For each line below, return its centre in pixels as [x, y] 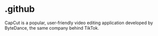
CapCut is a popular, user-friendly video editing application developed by [79, 23]
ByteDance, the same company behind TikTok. [52, 28]
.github [20, 9]
